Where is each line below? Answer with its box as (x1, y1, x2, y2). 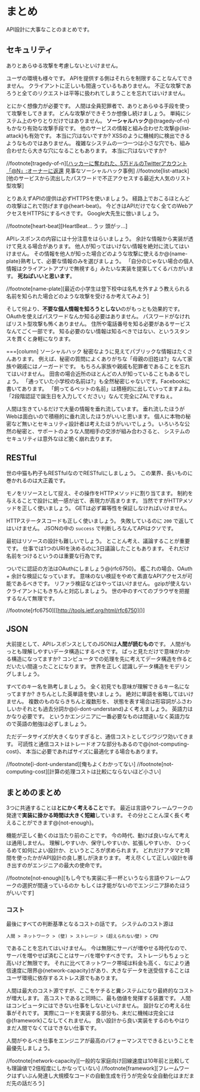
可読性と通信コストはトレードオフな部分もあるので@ (17, 740, 149, 748)
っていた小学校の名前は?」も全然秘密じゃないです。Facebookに (33, 377, 190, 384)
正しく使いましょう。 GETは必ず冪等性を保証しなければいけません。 (21, 505, 190, 512)
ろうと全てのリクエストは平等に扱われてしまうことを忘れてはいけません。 (6, 90, 189, 97)
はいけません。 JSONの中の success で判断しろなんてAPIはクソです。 (6, 524, 177, 531)
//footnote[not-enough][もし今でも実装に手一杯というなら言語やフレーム (6, 875, 186, 882)
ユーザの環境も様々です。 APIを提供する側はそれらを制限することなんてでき (6, 75, 193, 82)
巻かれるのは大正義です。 (6, 476, 69, 484)
